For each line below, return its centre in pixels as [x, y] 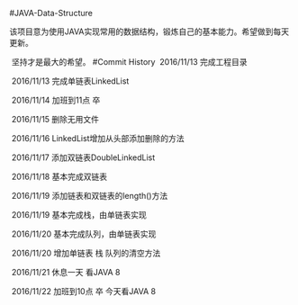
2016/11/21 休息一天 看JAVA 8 [66, 272]
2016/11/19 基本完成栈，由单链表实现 [79, 215]
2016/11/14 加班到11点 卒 [56, 100]
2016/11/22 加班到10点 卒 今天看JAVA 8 [83, 291]
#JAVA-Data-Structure [51, 13]
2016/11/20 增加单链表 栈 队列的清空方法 [86, 253]
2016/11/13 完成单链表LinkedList [70, 81]
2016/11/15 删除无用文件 [55, 119]
